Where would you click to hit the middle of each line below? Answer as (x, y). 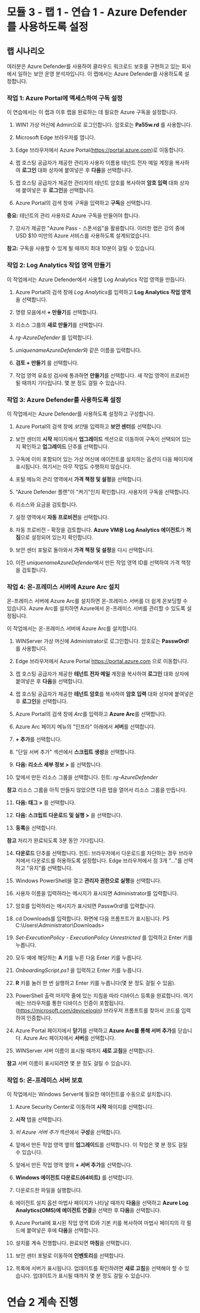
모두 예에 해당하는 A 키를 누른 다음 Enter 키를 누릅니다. (79, 958)
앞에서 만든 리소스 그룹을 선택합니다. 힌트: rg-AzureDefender (86, 777)
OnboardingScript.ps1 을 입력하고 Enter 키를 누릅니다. (79, 970)
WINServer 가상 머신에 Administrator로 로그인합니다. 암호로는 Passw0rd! (102, 641)
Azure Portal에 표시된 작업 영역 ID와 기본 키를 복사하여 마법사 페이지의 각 (100, 1223)
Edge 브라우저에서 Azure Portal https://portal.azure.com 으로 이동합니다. (102, 661)
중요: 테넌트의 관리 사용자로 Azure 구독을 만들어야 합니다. (73, 215)
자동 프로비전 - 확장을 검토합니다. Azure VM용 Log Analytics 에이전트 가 (100, 530)
